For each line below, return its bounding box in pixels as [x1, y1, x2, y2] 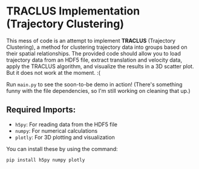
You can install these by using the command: [6, 145, 118, 152]
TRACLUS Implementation [6, 4, 140, 18]
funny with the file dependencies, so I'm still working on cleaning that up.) [6, 87, 191, 94]
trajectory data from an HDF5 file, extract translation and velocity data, [6, 56, 183, 63]
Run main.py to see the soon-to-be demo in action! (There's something [6, 80, 183, 88]
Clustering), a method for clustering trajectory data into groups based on [6, 43, 188, 51]
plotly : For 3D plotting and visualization [15, 133, 115, 141]
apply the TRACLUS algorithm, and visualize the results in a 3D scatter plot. [6, 62, 194, 70]
